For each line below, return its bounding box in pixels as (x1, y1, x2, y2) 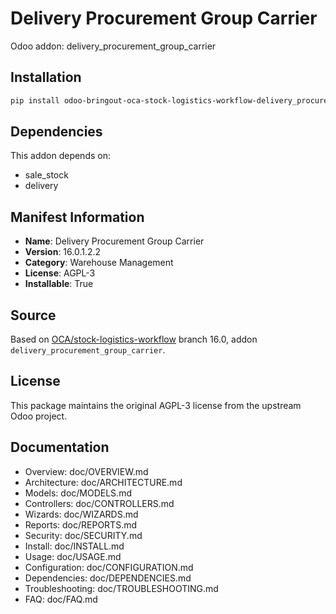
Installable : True (24, 278, 94, 290)
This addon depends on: (10, 150, 111, 162)
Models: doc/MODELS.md (24, 487, 132, 499)
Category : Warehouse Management (24, 257, 174, 269)
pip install (10, 95, 60, 106)
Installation (10, 69, 82, 86)
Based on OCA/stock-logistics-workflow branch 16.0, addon (10, 333, 258, 346)
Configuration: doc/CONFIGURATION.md (24, 561, 194, 573)
